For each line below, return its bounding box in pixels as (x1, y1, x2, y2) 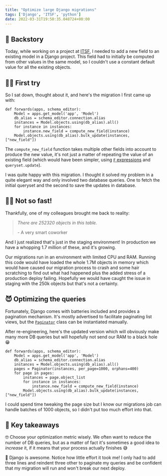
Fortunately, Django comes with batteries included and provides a (5, 308, 140, 314)
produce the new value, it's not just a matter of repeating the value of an (5, 152, 153, 157)
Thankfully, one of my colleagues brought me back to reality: (5, 210, 130, 216)
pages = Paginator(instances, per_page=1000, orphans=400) (14, 366, 139, 371)
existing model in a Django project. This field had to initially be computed (5, 53, 154, 60)
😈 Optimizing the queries (5, 295, 86, 303)
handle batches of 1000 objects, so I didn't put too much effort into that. (5, 406, 153, 412)
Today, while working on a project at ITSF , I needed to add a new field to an (5, 48, 160, 54)
